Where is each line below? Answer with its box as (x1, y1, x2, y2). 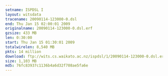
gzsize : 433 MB (5, 30, 37, 35)
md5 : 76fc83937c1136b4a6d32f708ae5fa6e (5, 63, 88, 68)
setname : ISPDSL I (5, 7, 43, 12)
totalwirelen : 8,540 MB (5, 44, 55, 49)
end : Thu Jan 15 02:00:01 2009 (5, 21, 70, 26)
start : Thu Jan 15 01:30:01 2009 (5, 40, 75, 45)
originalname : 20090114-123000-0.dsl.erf (5, 26, 93, 31)
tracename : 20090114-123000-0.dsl (5, 16, 77, 21)
